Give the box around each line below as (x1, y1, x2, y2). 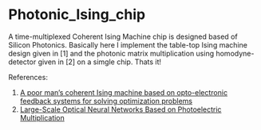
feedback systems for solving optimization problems (19, 96, 193, 105)
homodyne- (215, 48, 255, 58)
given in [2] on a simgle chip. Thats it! (38, 57, 162, 67)
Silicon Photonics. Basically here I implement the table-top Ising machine (8, 40, 247, 49)
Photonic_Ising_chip (8, 6, 146, 24)
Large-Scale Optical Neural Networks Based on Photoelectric (19, 105, 222, 114)
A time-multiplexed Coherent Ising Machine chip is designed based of (8, 32, 238, 41)
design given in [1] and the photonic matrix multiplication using (8, 48, 215, 58)
